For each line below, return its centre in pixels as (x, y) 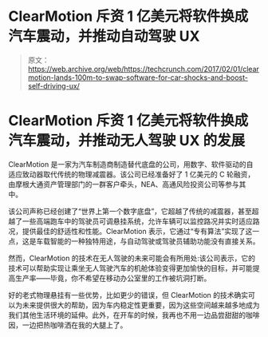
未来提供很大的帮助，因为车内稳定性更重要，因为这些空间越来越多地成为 (141, 305)
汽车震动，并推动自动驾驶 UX (104, 36)
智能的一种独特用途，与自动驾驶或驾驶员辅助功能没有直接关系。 (155, 241)
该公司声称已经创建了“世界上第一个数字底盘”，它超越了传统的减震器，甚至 (130, 211)
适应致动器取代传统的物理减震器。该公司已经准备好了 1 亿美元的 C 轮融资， (132, 174)
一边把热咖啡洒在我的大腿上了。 (75, 325)
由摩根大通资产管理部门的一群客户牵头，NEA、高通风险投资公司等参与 (124, 184)
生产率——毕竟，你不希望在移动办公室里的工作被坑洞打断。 (113, 278)
